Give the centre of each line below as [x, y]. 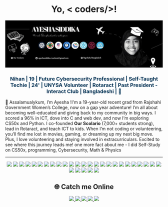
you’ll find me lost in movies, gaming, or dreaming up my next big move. [79, 134]
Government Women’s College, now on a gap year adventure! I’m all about [81, 107]
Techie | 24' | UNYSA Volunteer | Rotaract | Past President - [84, 85]
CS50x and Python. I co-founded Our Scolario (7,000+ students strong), [80, 123]
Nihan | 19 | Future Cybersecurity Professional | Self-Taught [84, 78]
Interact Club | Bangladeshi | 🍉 [84, 91]
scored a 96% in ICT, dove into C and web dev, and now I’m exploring [77, 118]
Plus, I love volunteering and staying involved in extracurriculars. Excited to [82, 139]
